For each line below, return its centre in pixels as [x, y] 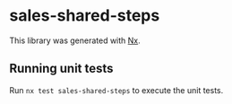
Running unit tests [61, 69]
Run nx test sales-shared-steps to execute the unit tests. [116, 90]
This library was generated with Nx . [75, 40]
